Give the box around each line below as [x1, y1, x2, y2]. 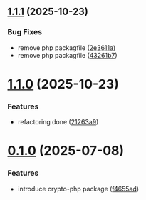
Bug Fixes [7, 27, 43, 37]
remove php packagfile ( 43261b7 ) [17, 51, 118, 59]
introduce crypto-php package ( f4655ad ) [17, 184, 140, 193]
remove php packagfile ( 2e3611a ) [17, 43, 116, 52]
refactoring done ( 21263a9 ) [17, 118, 99, 126]
